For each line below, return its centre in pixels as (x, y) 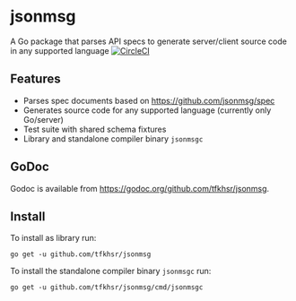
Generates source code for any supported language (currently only (147, 110)
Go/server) (43, 119)
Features (35, 79)
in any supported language (60, 50)
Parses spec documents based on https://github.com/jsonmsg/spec (149, 100)
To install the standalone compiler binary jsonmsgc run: (111, 271)
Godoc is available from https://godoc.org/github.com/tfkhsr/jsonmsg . (140, 188)
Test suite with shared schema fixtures (95, 129)
